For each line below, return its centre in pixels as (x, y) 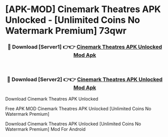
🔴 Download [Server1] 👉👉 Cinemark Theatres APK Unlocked (85, 47)
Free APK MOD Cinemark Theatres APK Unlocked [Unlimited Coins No (78, 108)
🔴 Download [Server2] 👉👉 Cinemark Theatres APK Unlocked (85, 79)
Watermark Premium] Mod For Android (45, 129)
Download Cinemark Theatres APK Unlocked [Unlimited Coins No (73, 124)
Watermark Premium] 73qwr (66, 31)
